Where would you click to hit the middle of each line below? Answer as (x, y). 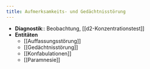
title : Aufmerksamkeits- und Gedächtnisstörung (66, 11)
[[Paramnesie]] (42, 60)
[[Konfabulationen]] (47, 53)
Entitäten (26, 34)
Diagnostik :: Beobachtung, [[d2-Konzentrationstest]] (79, 28)
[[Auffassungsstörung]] (52, 41)
